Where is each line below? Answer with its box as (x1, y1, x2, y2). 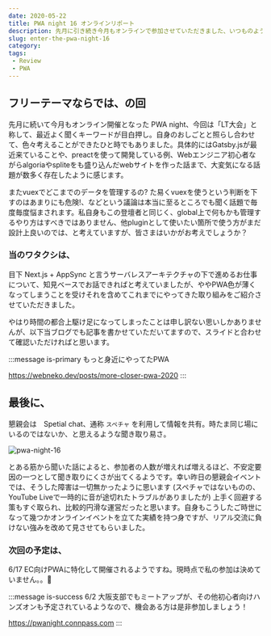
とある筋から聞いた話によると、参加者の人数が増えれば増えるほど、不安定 (8, 461, 255, 471)
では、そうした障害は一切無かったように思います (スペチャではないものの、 (8, 482, 260, 491)
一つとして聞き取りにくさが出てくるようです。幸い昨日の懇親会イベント (22, 472, 262, 482)
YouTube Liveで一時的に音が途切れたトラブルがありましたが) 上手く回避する (8, 492, 263, 502)
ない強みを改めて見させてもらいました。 (15, 522, 150, 532)
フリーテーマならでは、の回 (8, 96, 147, 110)
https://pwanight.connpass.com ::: (8, 617, 123, 627)
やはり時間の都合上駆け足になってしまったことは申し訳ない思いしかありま (8, 317, 256, 326)
